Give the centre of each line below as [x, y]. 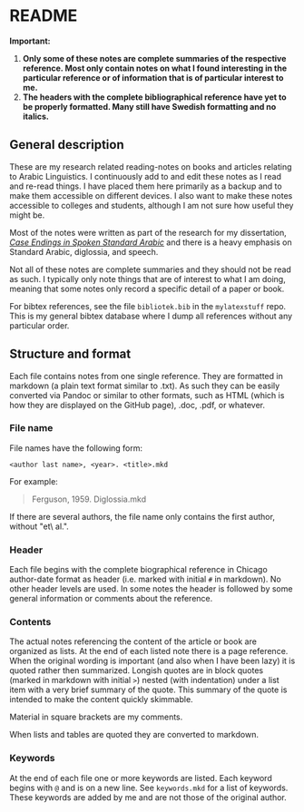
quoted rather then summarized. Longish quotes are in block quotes [137, 670]
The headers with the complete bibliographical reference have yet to [155, 97]
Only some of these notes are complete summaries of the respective [154, 58]
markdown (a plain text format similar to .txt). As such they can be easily [145, 386]
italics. [36, 116]
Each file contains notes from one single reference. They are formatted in [146, 376]
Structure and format [70, 354]
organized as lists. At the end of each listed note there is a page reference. [149, 651]
